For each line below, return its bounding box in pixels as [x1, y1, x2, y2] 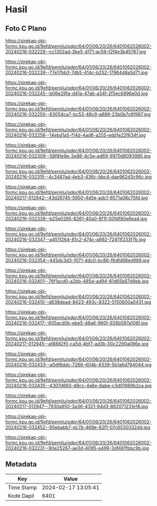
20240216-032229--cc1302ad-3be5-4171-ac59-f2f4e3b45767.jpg [5, 49, 146, 54]
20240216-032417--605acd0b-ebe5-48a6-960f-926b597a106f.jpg [5, 320, 148, 326]
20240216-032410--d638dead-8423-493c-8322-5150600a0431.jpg [5, 299, 151, 305]
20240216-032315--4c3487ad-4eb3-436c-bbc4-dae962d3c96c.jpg [5, 174, 152, 180]
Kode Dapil [8, 492, 34, 499]
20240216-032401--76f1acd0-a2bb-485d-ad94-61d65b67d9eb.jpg [5, 278, 149, 284]
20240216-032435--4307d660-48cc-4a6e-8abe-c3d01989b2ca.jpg [5, 383, 152, 388]
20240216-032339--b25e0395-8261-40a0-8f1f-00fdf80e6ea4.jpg [5, 216, 147, 221]
